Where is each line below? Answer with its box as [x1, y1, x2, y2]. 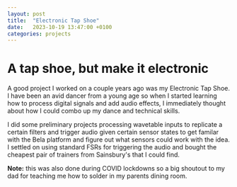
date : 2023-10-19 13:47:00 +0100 [7, 23, 112, 30]
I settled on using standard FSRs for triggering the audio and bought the [7, 143, 217, 152]
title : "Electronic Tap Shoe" [7, 17, 100, 24]
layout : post [7, 10, 46, 18]
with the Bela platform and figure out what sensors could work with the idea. [7, 135, 230, 144]
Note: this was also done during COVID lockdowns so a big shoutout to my [7, 164, 225, 173]
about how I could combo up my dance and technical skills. [7, 107, 180, 115]
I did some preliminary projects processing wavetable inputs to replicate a [7, 120, 223, 129]
